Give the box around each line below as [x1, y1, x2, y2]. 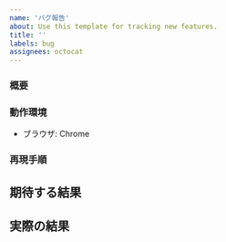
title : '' [9, 30, 47, 39]
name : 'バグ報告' [9, 13, 70, 23]
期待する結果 [9, 184, 82, 200]
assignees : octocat [9, 47, 84, 57]
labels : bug [9, 38, 55, 48]
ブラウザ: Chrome [22, 129, 90, 140]
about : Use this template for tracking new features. [9, 22, 219, 31]
